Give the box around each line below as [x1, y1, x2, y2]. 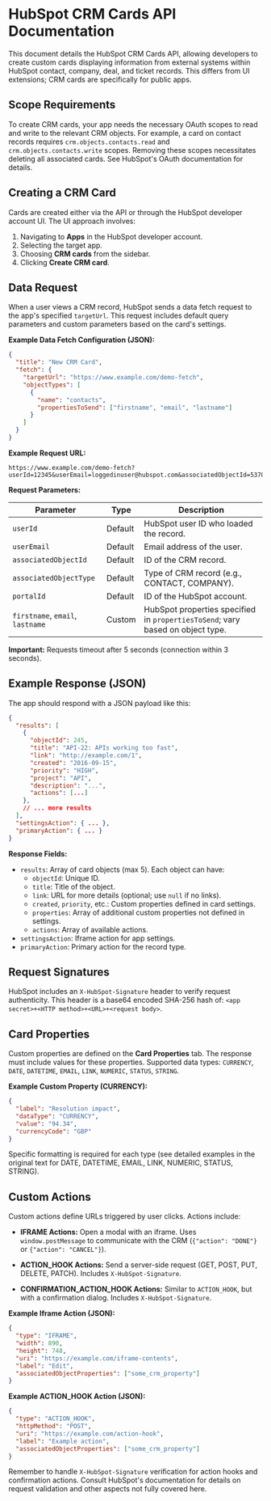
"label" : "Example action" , [15, 1437, 110, 1445]
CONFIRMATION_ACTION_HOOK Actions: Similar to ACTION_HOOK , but [19, 1284, 252, 1294]
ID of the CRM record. [144, 554, 227, 565]
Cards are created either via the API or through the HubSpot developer [8, 207, 244, 217]
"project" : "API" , [29, 774, 92, 782]
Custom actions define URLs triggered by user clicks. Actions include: [8, 1211, 241, 1221]
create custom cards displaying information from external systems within [8, 57, 251, 67]
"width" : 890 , [15, 1339, 63, 1347]
